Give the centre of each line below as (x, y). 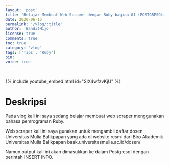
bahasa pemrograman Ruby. (35, 121)
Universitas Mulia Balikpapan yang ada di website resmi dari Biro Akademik (84, 137)
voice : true (18, 62)
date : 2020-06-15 (24, 19)
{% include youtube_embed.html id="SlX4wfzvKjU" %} (63, 81)
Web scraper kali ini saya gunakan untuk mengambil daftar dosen (74, 131)
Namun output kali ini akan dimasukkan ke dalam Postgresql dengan (77, 152)
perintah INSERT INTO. (29, 157)
